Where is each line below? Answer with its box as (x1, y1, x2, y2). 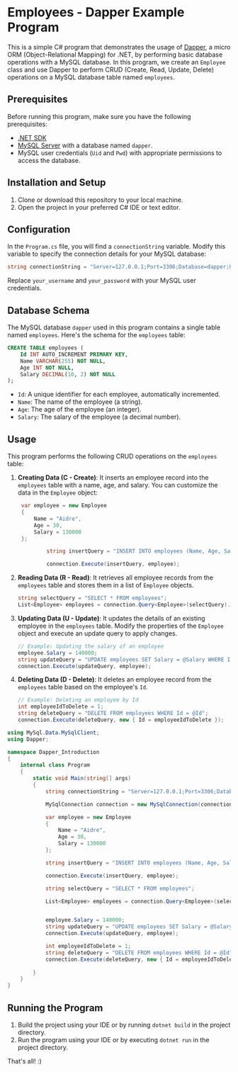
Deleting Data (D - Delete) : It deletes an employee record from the (17, 675, 212, 684)
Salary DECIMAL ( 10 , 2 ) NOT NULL (20, 371, 115, 378)
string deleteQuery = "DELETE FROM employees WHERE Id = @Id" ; (17, 710, 209, 717)
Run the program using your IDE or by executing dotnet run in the (17, 1035, 210, 1044)
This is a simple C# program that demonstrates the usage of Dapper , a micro (7, 43, 231, 51)
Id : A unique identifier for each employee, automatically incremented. (17, 390, 221, 399)
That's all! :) (7, 1056, 42, 1065)
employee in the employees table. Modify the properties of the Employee (17, 621, 225, 630)
